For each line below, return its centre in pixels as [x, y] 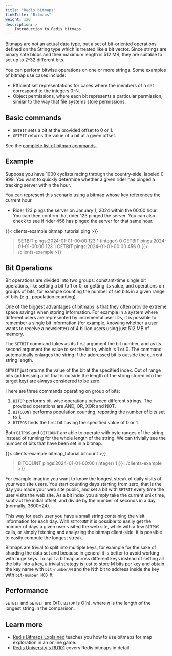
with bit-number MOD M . [29, 575]
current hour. [19, 200]
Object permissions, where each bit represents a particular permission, [88, 96]
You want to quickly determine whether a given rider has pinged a [85, 179]
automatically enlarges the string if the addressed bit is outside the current [84, 355]
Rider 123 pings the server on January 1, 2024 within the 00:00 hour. [85, 210]
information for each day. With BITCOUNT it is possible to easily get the [78, 521]
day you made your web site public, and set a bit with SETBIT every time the [85, 489]
